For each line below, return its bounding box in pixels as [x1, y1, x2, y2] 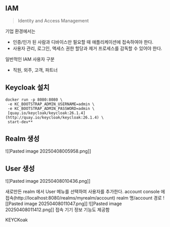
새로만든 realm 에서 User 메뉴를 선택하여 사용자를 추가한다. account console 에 [5, 188, 165, 195]
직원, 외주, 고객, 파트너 [12, 67, 58, 73]
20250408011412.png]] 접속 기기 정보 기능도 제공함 [5, 207, 110, 213]
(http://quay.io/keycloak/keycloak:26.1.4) [5, 115, 100, 120]
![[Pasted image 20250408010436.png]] [5, 178, 91, 184]
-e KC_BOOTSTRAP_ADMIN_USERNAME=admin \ [7, 101, 95, 106]
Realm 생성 [5, 134, 40, 143]
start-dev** [7, 119, 33, 124]
